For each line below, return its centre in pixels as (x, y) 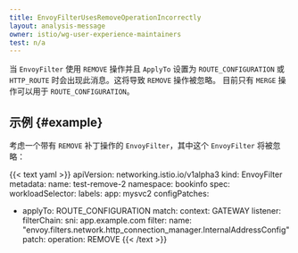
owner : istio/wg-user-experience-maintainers (95, 34)
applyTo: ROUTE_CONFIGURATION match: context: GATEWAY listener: (152, 211)
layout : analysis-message (57, 26)
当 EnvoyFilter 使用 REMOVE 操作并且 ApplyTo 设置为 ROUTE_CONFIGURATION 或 (147, 69)
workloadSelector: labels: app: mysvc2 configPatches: (109, 194)
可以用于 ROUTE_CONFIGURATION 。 (75, 91)
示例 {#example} (56, 122)
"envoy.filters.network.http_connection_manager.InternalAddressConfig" (156, 230)
